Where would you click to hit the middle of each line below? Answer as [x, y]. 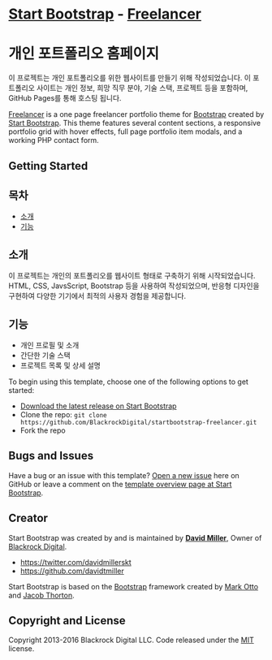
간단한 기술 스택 [45, 355]
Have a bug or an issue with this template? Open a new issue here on [124, 475]
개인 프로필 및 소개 [50, 345]
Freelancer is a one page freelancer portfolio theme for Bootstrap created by [136, 114]
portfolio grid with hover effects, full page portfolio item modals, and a [125, 132]
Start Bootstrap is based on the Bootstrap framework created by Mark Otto [133, 586]
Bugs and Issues [51, 456]
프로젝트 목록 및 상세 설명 [60, 365]
